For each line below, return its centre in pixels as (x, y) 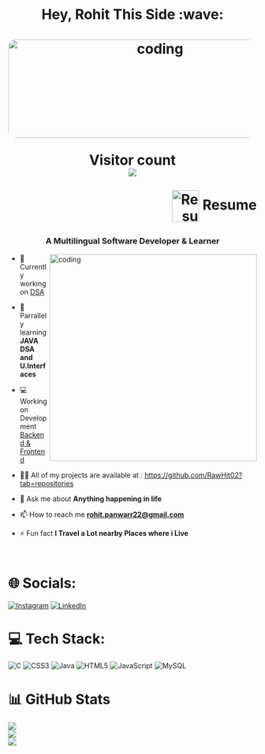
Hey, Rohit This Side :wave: (132, 15)
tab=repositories (47, 483)
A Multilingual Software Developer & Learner (132, 241)
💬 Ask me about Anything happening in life (90, 499)
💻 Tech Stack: (57, 639)
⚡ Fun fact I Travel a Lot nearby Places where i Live (104, 533)
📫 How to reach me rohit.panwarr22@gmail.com (102, 514)
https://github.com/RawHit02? (194, 475)
